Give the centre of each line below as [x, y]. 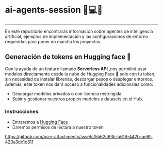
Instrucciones [22, 112]
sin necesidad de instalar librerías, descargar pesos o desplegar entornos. [79, 79]
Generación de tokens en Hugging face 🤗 [68, 57]
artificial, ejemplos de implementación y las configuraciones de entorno [77, 36]
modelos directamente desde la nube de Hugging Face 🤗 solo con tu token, [80, 74]
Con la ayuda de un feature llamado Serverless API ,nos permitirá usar [76, 69]
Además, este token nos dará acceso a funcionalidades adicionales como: [79, 84]
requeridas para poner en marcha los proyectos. [53, 41]
